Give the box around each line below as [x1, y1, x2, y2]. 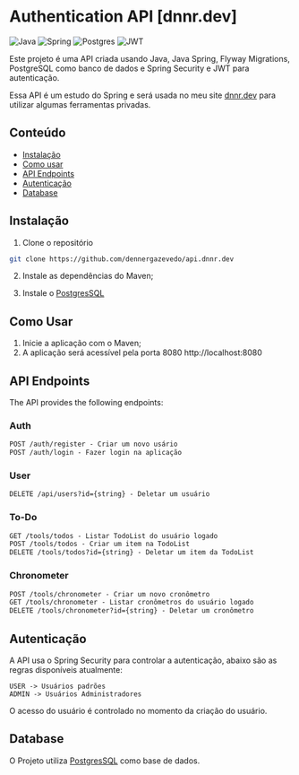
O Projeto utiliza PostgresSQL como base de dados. [9, 755, 201, 766]
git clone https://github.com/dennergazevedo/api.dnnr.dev [9, 254, 235, 264]
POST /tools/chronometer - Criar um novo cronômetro [9, 589, 210, 598]
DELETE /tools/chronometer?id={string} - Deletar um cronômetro [9, 606, 254, 615]
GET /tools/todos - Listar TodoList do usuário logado [9, 531, 218, 540]
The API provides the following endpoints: [9, 397, 164, 408]
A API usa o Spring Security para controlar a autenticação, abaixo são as [9, 655, 278, 666]
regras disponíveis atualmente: [9, 664, 124, 675]
